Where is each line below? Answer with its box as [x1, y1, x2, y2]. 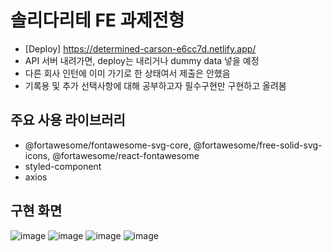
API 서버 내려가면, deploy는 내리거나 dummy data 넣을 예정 [24, 54, 260, 66]
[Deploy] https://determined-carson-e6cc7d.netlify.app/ [24, 42, 257, 55]
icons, [24, 149, 51, 161]
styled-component [24, 160, 102, 172]
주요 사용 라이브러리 [10, 112, 126, 129]
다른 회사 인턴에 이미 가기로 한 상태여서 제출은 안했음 [24, 67, 231, 79]
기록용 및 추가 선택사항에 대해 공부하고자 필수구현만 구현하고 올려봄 [24, 79, 287, 91]
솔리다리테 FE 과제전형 [10, 9, 185, 32]
